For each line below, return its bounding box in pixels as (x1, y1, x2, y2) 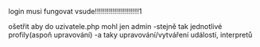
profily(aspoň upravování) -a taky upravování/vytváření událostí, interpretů (8, 31, 253, 39)
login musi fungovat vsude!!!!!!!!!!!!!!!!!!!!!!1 (8, 7, 142, 16)
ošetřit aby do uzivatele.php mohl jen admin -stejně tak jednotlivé (8, 22, 223, 31)
